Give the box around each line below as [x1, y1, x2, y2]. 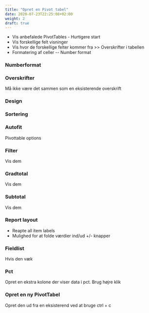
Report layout [5, 217, 38, 224]
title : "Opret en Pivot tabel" [5, 7, 69, 12]
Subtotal [5, 193, 26, 200]
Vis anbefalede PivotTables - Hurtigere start [12, 34, 101, 40]
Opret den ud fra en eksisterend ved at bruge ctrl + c [5, 302, 111, 308]
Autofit [5, 124, 22, 131]
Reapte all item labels [12, 227, 55, 233]
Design [5, 98, 22, 104]
